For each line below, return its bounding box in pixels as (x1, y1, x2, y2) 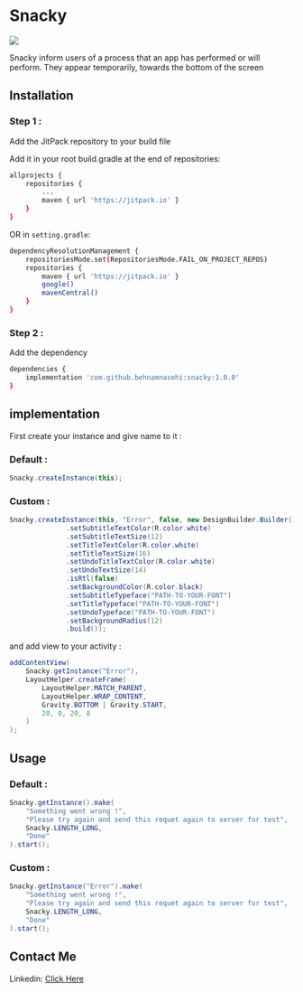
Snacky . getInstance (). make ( (9, 798, 115, 807)
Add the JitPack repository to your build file (9, 136, 171, 146)
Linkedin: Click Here (9, 973, 84, 984)
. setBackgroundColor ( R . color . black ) (66, 583, 204, 592)
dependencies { (9, 365, 67, 374)
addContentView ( (9, 659, 70, 668)
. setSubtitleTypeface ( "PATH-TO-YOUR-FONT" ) (66, 591, 232, 600)
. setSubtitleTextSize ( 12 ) (66, 532, 164, 541)
